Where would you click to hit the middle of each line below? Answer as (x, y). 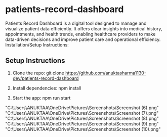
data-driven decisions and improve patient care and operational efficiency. (83, 39)
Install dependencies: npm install (47, 88)
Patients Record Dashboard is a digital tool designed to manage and (76, 23)
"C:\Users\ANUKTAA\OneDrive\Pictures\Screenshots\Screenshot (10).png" (83, 129)
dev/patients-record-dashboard (46, 78)
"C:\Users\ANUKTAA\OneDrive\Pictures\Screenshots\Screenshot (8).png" (82, 118)
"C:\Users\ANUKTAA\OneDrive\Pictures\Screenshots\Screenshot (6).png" (82, 108)
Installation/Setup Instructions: (37, 44)
